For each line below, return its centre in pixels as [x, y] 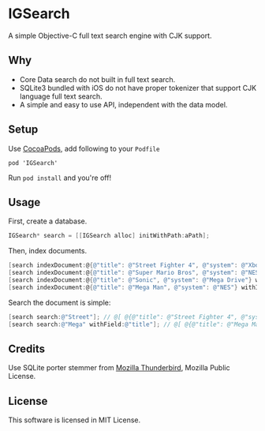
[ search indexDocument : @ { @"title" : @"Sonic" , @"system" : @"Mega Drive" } [130, 280]
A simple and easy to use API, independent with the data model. [123, 104]
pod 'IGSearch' [33, 163]
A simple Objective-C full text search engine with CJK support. [110, 36]
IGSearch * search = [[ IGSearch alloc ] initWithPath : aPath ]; [109, 236]
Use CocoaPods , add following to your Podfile [84, 148]
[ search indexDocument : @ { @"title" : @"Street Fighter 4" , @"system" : [123, 265]
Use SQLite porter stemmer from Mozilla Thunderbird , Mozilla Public [119, 368]
